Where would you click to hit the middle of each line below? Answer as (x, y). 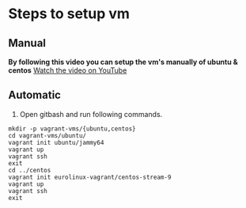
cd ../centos (30, 170)
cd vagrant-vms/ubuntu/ (47, 135)
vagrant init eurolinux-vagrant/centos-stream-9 (90, 177)
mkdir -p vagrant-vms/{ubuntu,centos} (72, 129)
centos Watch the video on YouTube (68, 70)
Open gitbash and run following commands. (91, 114)
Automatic (35, 95)
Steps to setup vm (69, 14)
